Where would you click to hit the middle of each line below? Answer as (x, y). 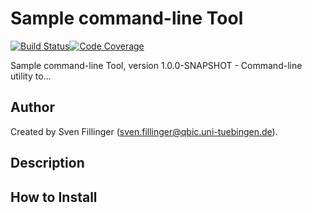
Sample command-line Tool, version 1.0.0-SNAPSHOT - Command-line (156, 65)
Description (47, 163)
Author (32, 107)
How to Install (54, 197)
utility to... (31, 76)
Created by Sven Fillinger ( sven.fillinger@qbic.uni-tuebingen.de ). (144, 131)
